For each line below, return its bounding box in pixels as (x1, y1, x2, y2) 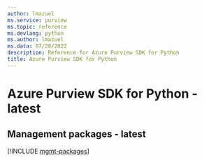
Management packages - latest (7, 128, 147, 140)
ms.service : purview (7, 17, 68, 24)
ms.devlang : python (7, 29, 64, 37)
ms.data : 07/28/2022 (7, 43, 68, 50)
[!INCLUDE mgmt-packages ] (7, 147, 89, 155)
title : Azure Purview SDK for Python (7, 56, 117, 63)
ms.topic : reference (7, 23, 68, 30)
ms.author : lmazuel (7, 36, 64, 43)
